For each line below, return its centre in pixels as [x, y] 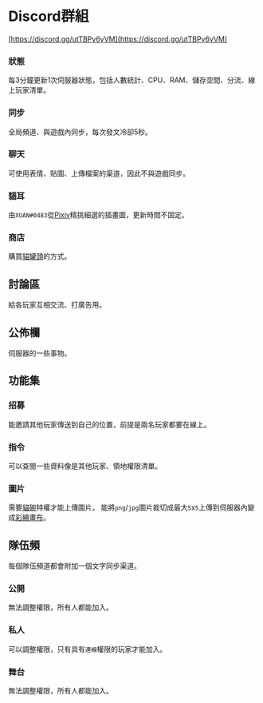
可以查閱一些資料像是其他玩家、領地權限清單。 [85, 466]
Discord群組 [49, 16]
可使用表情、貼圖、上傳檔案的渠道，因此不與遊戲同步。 [99, 173]
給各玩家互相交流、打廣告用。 [57, 305]
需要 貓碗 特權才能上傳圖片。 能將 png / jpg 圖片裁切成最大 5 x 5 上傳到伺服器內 [128, 507]
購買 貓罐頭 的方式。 [40, 256]
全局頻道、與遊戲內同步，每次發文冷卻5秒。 [80, 132]
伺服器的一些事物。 [40, 353]
